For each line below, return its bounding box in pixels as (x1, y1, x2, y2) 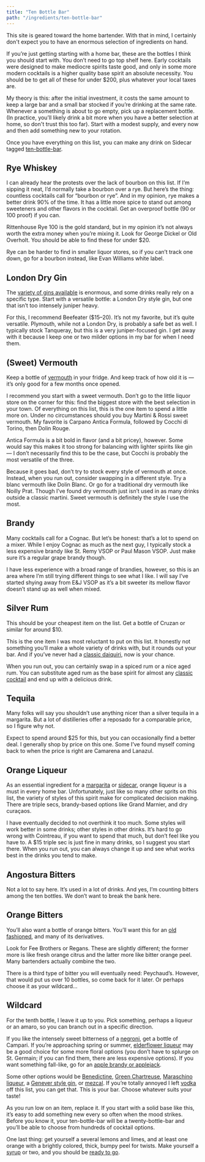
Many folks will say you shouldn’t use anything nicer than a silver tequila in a (6, 710, 199, 717)
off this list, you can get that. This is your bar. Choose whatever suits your (6, 1085, 192, 1093)
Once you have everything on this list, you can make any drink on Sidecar (6, 138, 192, 146)
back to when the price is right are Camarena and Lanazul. (6, 748, 154, 755)
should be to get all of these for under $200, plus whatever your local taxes (6, 76, 196, 83)
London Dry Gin (6, 272, 67, 283)
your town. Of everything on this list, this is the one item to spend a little (6, 405, 187, 412)
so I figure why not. (6, 722, 55, 730)
